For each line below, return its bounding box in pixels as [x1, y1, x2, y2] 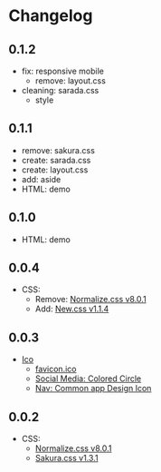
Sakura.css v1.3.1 [34, 453, 99, 464]
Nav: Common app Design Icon [34, 383, 152, 394]
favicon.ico [34, 364, 77, 375]
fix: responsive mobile [21, 65, 105, 76]
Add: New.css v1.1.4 [34, 303, 109, 314]
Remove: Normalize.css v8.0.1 [34, 294, 147, 305]
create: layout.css [21, 164, 89, 175]
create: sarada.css [21, 154, 91, 165]
